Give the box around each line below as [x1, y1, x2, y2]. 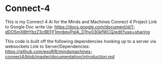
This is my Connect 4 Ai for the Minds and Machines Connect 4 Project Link [5, 19, 157, 25]
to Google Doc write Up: [5, 24, 54, 29]
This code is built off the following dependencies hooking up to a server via [5, 38, 157, 44]
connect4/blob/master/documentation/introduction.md [5, 53, 115, 59]
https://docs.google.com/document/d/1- [54, 24, 135, 29]
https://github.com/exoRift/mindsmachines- [5, 49, 93, 54]
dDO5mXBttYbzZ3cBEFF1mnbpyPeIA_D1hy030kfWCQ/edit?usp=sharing [5, 29, 150, 35]
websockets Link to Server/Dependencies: [5, 43, 90, 49]
